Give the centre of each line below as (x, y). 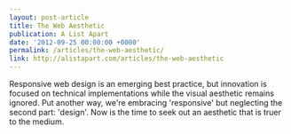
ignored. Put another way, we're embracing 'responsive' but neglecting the (146, 102)
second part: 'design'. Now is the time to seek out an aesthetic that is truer (145, 112)
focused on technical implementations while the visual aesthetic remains (142, 93)
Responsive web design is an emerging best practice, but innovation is (138, 84)
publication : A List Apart (59, 34)
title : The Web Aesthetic (57, 26)
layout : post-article (49, 17)
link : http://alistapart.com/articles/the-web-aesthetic (117, 59)
